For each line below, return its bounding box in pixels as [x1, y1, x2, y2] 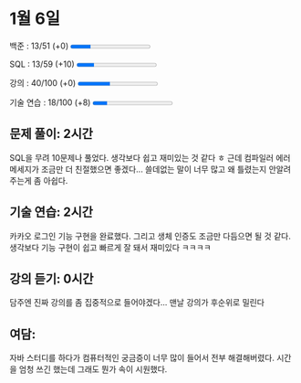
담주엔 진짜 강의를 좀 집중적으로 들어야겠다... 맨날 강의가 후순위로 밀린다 [9, 297, 265, 308]
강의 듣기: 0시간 [9, 271, 94, 286]
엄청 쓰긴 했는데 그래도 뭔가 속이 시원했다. [18, 364, 168, 375]
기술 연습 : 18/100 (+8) [9, 97, 91, 108]
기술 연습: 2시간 [9, 205, 94, 220]
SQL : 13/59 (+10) [9, 59, 75, 69]
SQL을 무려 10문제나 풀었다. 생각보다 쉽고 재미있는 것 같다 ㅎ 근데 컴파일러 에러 [9, 152, 291, 163]
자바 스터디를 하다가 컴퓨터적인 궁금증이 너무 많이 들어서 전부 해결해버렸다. [9, 353, 275, 364]
